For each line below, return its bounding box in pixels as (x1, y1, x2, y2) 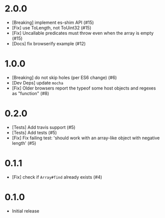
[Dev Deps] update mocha (11, 80, 63, 86)
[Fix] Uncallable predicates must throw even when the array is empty (11, 30, 154, 36)
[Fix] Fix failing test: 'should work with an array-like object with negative (11, 135, 160, 141)
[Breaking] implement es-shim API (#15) (11, 19, 94, 25)
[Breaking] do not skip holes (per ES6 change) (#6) (11, 74, 117, 80)
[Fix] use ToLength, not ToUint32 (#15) (11, 24, 92, 30)
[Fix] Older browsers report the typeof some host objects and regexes (11, 85, 156, 91)
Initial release (11, 208, 39, 214)
